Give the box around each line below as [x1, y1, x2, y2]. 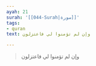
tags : [6, 20, 20, 26]
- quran [6, 25, 26, 32]
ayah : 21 [6, 8, 28, 15]
